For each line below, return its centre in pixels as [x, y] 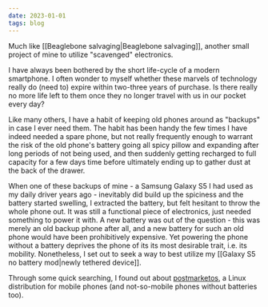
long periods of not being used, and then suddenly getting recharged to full [132, 153]
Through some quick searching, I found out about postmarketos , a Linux [127, 277]
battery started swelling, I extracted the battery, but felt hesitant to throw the [134, 203]
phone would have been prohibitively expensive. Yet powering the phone [128, 237]
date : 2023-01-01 [37, 16]
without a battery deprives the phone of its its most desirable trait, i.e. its [128, 245]
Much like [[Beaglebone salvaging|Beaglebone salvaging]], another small [129, 46]
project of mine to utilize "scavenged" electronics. [91, 54]
